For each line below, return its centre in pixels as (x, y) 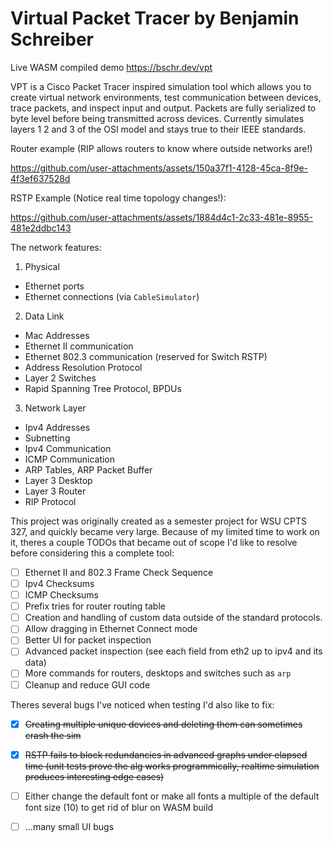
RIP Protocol (50, 501)
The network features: (56, 247)
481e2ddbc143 (41, 228)
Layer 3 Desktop (58, 480)
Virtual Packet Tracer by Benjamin (155, 18)
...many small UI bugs (69, 826)
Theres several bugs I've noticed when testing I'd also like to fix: (142, 704)
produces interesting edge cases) (94, 776)
